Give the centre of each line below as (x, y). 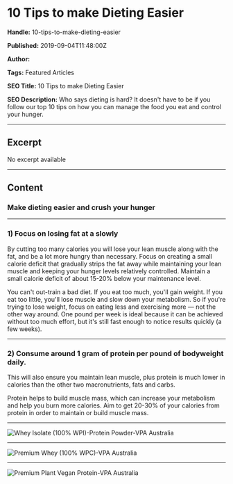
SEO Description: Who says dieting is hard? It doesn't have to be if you (109, 99)
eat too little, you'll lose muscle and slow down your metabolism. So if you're (116, 299)
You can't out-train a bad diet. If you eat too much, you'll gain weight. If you (115, 292)
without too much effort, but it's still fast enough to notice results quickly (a (114, 321)
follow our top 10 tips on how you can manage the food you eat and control (114, 106)
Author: (19, 59)
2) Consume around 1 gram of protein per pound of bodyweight (115, 353)
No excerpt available (36, 159)
